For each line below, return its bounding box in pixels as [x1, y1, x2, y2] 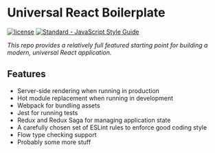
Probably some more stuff [16, 138, 91, 146]
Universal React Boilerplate [7, 5, 166, 21]
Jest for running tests [16, 108, 78, 116]
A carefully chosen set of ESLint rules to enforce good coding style [16, 123, 207, 132]
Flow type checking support [16, 130, 97, 139]
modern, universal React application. [7, 48, 112, 57]
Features [7, 68, 46, 80]
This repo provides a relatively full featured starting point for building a [7, 41, 208, 49]
